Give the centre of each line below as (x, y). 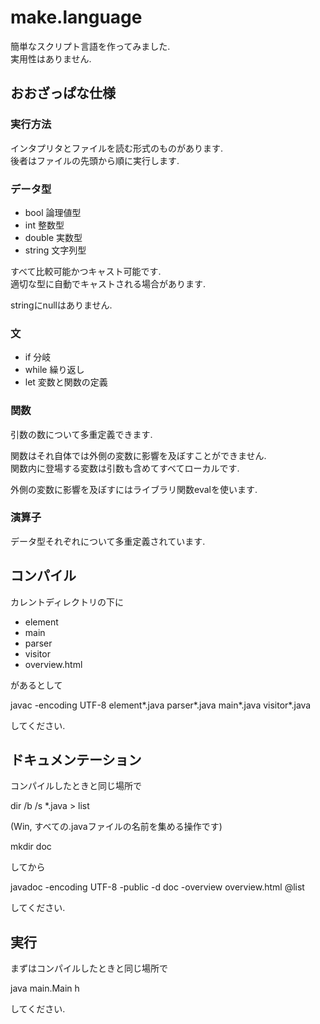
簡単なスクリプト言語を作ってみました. (90, 46)
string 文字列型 (55, 250)
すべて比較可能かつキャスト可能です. (86, 271)
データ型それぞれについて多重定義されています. (108, 541)
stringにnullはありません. (61, 305)
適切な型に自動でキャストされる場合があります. (108, 283)
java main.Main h (45, 988)
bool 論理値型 (53, 212)
